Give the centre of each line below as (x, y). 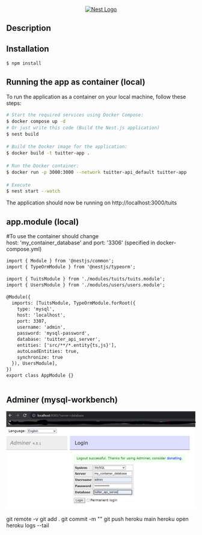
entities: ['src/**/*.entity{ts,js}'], (67, 346)
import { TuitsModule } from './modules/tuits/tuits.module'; (86, 279)
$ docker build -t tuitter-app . (48, 153)
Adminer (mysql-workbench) (62, 400)
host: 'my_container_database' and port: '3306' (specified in (81, 243)
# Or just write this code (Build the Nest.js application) (83, 128)
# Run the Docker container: (43, 166)
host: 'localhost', (41, 315)
